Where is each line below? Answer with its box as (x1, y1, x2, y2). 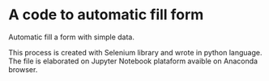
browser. (8, 64, 38, 74)
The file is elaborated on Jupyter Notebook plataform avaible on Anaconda (8, 56, 258, 66)
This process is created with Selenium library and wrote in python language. (8, 47, 263, 57)
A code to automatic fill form (8, 6, 204, 24)
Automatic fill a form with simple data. (8, 32, 135, 42)
